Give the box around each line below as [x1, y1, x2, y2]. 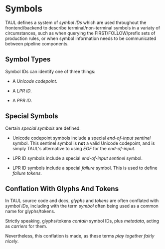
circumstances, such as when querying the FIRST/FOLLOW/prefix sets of [5, 30, 156, 36]
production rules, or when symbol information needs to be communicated [5, 35, 157, 41]
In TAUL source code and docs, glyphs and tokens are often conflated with [5, 198, 159, 204]
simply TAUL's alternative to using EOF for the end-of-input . [12, 145, 136, 151]
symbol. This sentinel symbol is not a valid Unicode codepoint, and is [12, 140, 155, 146]
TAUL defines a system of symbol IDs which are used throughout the [5, 19, 147, 25]
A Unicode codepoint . [12, 78, 57, 84]
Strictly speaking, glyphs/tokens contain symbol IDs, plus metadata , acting [5, 218, 160, 224]
